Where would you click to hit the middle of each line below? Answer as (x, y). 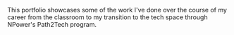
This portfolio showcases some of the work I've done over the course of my (117, 10)
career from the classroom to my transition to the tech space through (107, 17)
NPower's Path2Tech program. (52, 24)
